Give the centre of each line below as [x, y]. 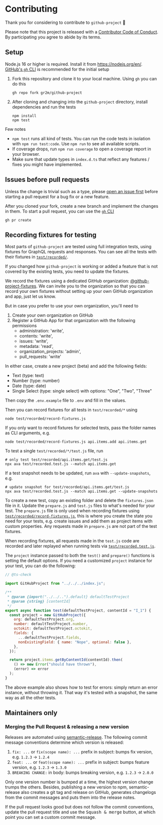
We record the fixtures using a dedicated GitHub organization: [67, 281]
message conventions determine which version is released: [64, 742]
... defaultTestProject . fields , [50, 637]
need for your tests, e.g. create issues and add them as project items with [79, 521]
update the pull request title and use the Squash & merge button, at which [80, 812]
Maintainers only [31, 713]
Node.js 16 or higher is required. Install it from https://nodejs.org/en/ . [74, 64]
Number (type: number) [36, 381]
